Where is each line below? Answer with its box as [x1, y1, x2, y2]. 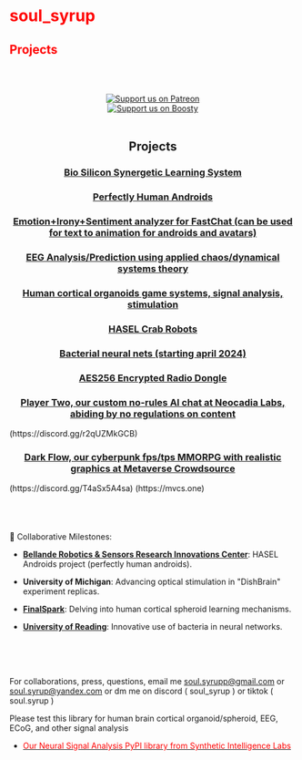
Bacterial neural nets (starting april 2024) [58, 347, 247, 360]
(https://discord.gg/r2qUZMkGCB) [9, 428, 138, 439]
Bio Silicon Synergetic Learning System [63, 166, 243, 179]
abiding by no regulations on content [69, 407, 237, 420]
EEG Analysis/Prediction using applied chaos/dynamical [25, 252, 280, 264]
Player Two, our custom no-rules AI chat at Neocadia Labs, [20, 395, 286, 408]
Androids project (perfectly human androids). [22, 559, 193, 570]
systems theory [116, 262, 189, 275]
